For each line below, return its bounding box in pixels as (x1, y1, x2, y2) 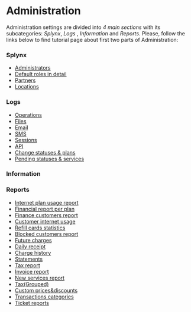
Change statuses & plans (14, 149, 76, 156)
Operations (14, 111, 43, 119)
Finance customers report (14, 211, 78, 219)
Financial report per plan (14, 205, 75, 212)
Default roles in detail (14, 71, 67, 78)
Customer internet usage (14, 218, 76, 225)
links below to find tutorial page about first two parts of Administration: (6, 36, 179, 43)
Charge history (14, 249, 51, 256)
